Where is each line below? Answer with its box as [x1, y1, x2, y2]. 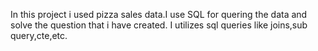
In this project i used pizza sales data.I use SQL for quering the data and [10, 9, 308, 20]
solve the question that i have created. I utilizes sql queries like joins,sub [10, 19, 308, 31]
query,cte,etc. [10, 30, 68, 41]
